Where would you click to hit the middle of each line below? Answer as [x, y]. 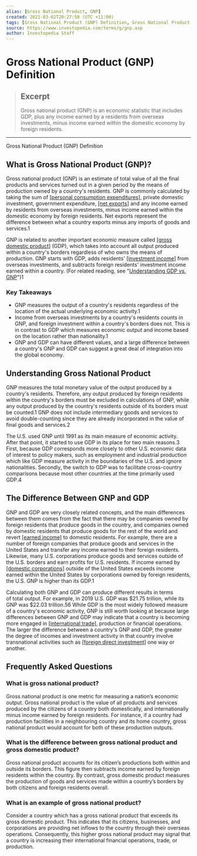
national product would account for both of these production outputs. [90, 727]
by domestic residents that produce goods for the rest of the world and [92, 531]
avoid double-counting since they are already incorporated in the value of [95, 419]
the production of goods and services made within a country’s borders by [95, 781]
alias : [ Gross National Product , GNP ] [53, 11]
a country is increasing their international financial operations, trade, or [92, 840]
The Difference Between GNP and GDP [78, 498]
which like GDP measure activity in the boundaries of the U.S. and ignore [94, 461]
